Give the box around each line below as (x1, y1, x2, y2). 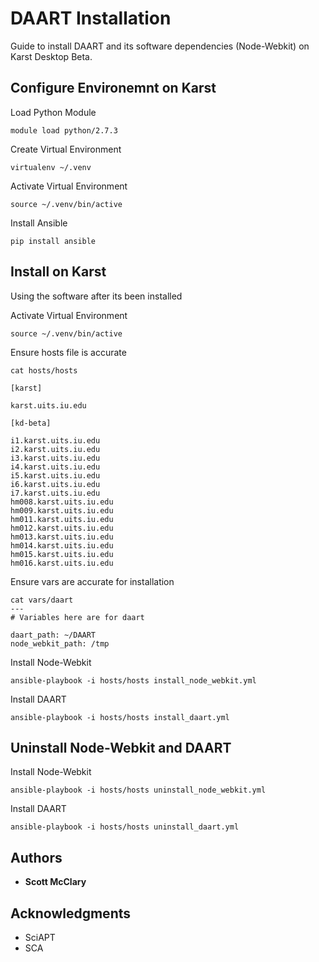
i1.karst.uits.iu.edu (10, 435, 101, 446)
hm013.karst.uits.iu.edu (10, 532, 114, 542)
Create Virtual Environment (10, 143, 122, 155)
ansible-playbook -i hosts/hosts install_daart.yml (10, 712, 230, 722)
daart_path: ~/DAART (10, 630, 97, 640)
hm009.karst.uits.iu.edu (10, 505, 114, 516)
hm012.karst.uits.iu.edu (10, 523, 114, 533)
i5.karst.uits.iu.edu (10, 470, 101, 481)
